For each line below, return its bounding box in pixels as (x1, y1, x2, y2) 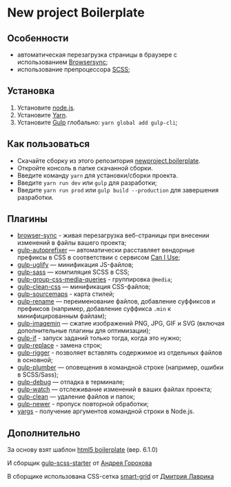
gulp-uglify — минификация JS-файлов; (17, 261, 134, 269)
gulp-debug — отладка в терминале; (17, 378, 125, 386)
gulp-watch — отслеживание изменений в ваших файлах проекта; (17, 385, 212, 394)
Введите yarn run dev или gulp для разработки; (17, 178, 157, 187)
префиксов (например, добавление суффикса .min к (17, 305, 171, 313)
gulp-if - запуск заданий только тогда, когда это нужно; (17, 334, 181, 342)
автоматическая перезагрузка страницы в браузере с (17, 50, 178, 59)
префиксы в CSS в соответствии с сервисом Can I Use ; (17, 253, 181, 261)
